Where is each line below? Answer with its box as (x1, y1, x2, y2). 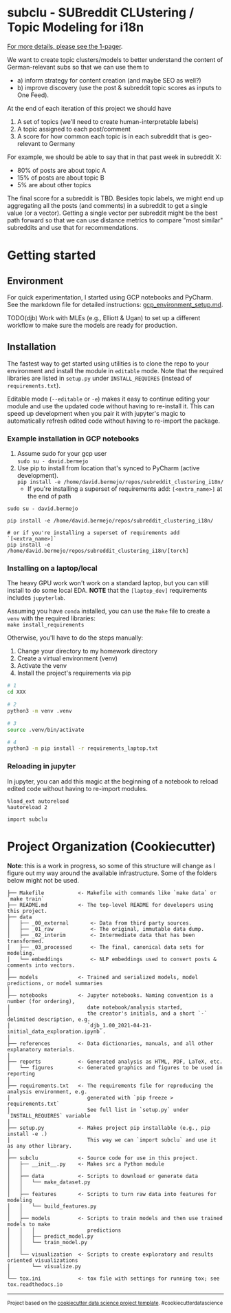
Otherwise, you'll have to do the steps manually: (7, 633, 144, 642)
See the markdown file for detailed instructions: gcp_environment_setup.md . (7, 300, 223, 308)
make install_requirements (7, 622, 85, 629)
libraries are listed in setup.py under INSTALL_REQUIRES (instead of (7, 374, 192, 382)
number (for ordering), (7, 998, 76, 1005)
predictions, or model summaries (7, 980, 103, 987)
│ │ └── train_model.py (7, 1239, 88, 1246)
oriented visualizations (7, 1257, 78, 1264)
